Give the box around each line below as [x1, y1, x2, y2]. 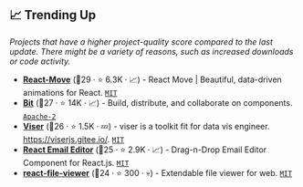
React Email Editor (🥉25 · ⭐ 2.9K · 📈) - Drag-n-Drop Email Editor [22, 144, 267, 155]
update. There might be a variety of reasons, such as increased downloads [9, 46, 294, 57]
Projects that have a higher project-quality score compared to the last [9, 36, 274, 47]
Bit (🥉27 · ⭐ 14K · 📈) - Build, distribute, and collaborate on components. [22, 97, 293, 108]
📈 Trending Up [9, 7, 97, 23]
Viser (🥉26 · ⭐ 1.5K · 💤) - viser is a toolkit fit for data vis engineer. [22, 120, 270, 131]
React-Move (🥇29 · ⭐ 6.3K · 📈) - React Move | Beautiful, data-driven [22, 74, 283, 85]
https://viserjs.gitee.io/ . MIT [22, 133, 125, 144]
